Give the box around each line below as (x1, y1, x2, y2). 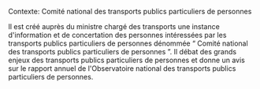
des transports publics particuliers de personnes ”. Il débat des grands (8, 47, 237, 56)
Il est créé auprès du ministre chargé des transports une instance (8, 22, 221, 31)
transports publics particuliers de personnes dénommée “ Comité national (8, 39, 248, 48)
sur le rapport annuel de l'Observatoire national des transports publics (8, 64, 236, 73)
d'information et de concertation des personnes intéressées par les (8, 31, 227, 39)
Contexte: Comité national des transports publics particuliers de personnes (8, 7, 252, 16)
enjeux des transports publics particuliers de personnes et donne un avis (8, 55, 246, 65)
